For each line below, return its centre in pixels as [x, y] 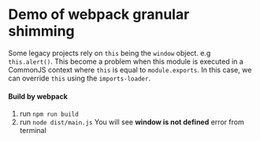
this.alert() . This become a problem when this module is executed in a [126, 61]
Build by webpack [38, 96]
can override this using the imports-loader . [80, 78]
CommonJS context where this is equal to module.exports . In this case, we [130, 69]
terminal [33, 131]
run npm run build [49, 114]
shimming [41, 31]
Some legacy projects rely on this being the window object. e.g [110, 53]
